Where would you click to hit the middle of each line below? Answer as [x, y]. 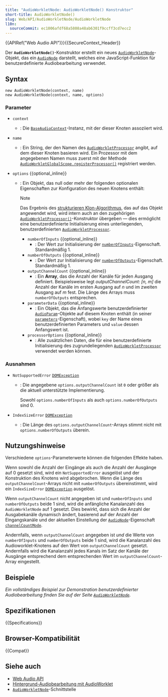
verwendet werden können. [63, 351]
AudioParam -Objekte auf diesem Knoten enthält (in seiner [93, 314]
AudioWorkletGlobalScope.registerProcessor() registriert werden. [88, 164]
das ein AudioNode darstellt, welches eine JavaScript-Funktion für [88, 58]
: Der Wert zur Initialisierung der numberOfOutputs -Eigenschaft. [99, 260]
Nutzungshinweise [35, 446]
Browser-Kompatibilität [43, 638]
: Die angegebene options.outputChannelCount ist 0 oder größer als [89, 385]
